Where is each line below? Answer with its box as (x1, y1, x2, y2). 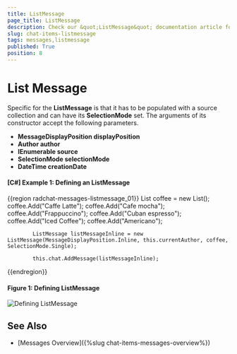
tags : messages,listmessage (7, 37, 90, 44)
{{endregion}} (7, 268, 48, 276)
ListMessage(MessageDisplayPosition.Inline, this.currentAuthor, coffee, (7, 237, 229, 244)
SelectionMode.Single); (7, 243, 78, 250)
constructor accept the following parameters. (7, 118, 139, 127)
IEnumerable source (17, 147, 78, 155)
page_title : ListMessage (7, 17, 80, 24)
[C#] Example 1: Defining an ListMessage (7, 178, 130, 187)
